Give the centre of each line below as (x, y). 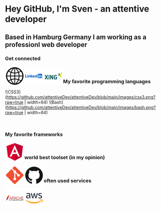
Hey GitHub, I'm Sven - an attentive (77, 9)
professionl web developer (46, 45)
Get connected (23, 58)
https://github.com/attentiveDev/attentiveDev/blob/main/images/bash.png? (81, 107)
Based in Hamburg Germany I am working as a (76, 37)
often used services (68, 181)
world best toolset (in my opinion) (65, 157)
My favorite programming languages (107, 81)
